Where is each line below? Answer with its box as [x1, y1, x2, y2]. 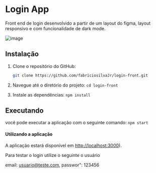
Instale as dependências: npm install [12, 92, 91, 98]
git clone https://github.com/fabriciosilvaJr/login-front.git [12, 73, 148, 78]
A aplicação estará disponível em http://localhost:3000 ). [5, 142, 122, 148]
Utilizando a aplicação [5, 131, 53, 137]
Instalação [5, 50, 39, 58]
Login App [5, 4, 49, 15]
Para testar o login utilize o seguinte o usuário [5, 152, 100, 158]
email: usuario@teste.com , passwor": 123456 [5, 162, 100, 168]
